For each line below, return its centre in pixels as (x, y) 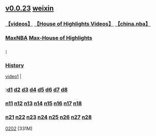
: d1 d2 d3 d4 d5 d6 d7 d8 (36, 90)
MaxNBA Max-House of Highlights (49, 38)
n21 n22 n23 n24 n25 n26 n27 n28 (48, 117)
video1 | (14, 77)
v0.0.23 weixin (30, 8)
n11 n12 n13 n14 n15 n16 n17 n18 (44, 103)
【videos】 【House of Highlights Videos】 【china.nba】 (78, 24)
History (15, 65)
